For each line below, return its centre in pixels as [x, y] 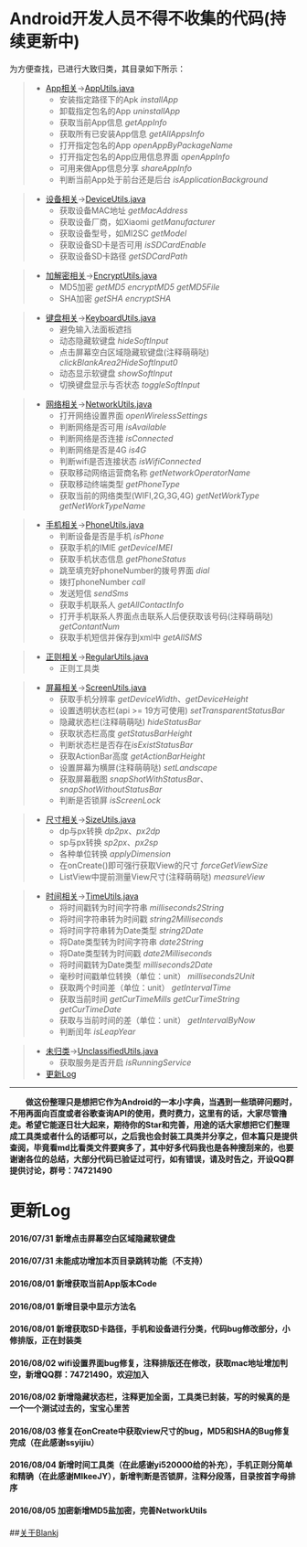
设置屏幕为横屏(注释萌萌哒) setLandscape [138, 767]
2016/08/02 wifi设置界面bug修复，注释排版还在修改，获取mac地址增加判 [149, 1362]
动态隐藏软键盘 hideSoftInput [114, 340]
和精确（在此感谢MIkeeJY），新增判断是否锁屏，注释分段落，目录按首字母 [148, 1477]
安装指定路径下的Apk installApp [118, 99]
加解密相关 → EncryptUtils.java [101, 275]
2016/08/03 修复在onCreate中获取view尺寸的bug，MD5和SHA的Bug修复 [150, 1431]
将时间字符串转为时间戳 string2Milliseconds [141, 919]
